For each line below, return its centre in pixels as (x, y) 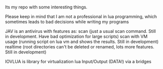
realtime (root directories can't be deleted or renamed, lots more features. (80, 47)
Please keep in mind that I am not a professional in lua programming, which (81, 16)
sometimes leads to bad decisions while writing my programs (67, 22)
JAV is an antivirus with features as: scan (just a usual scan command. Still (81, 31)
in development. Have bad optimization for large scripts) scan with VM (76, 36)
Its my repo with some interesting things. (46, 7)
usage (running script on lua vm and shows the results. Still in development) (82, 42)
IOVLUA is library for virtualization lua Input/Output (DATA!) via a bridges (78, 61)
